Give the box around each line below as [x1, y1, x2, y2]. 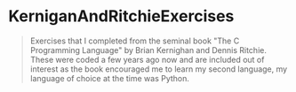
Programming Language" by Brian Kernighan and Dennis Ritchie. [29, 44, 268, 55]
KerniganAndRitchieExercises [8, 6, 235, 27]
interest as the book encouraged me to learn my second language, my [29, 64, 288, 74]
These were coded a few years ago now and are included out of [29, 54, 265, 65]
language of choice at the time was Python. [29, 73, 190, 83]
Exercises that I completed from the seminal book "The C [29, 35, 240, 46]
